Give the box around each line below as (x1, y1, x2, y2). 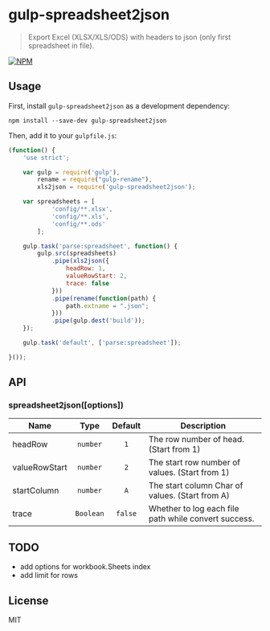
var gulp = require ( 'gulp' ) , (22, 168, 121, 176)
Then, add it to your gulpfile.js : (8, 130, 117, 140)
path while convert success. (148, 513, 255, 524)
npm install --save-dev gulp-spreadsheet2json (8, 117, 167, 125)
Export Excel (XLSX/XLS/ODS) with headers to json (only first (27, 32, 231, 42)
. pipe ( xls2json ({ (51, 257, 110, 265)
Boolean (75, 509, 104, 518)
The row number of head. (148, 434, 245, 445)
